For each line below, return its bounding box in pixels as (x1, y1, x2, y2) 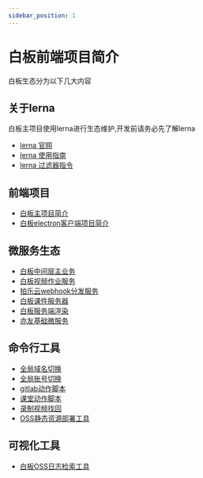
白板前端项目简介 (8, 48, 120, 66)
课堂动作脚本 (19, 393, 62, 403)
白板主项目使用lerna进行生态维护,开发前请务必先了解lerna (8, 124, 196, 133)
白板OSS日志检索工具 (19, 461, 90, 471)
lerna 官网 (19, 140, 53, 151)
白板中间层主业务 (19, 266, 76, 276)
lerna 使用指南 (19, 151, 66, 160)
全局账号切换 (19, 373, 62, 383)
